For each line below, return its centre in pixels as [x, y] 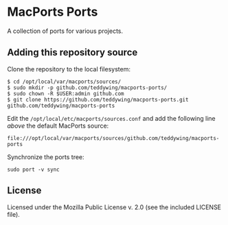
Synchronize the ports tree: [46, 157]
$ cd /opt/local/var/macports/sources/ [64, 82]
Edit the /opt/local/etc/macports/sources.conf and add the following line [112, 118]
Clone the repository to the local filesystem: [69, 69]
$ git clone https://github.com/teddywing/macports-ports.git [98, 99]
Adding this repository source [72, 52]
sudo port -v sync [33, 169]
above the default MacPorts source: [58, 126]
